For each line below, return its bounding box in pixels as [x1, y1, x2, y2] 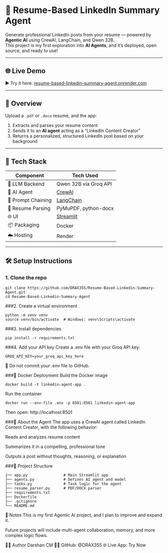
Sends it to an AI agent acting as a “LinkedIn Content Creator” [12, 127, 141, 133]
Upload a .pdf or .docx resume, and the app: [5, 112, 97, 118]
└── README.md [5, 503, 35, 508]
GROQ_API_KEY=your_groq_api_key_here [5, 354, 84, 359]
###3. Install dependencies [5, 326, 61, 332]
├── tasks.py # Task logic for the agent [5, 481, 122, 486]
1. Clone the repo [5, 274, 47, 281]
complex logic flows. [5, 532, 48, 538]
